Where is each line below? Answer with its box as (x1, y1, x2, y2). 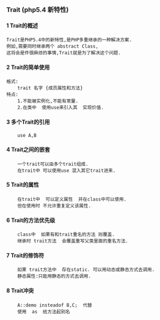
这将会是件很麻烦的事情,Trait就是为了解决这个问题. (6, 50, 121, 56)
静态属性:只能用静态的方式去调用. (17, 273, 92, 280)
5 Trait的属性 (6, 181, 40, 188)
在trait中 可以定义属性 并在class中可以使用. (17, 196, 127, 203)
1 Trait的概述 (6, 21, 38, 29)
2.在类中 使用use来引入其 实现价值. (17, 105, 104, 111)
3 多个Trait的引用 (6, 118, 50, 125)
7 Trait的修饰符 (6, 251, 45, 259)
